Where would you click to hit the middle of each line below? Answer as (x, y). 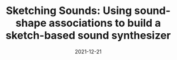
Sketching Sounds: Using (69, 11)
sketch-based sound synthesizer (88, 36)
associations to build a (105, 23)
